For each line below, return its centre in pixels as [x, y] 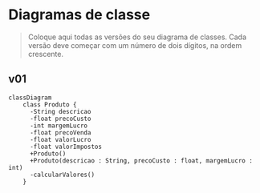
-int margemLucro [59, 126]
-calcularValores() [62, 175]
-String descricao [60, 111]
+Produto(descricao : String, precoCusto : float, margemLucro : [141, 161]
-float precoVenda [60, 133]
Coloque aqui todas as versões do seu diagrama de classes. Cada [137, 37]
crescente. [46, 54]
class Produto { [50, 105]
